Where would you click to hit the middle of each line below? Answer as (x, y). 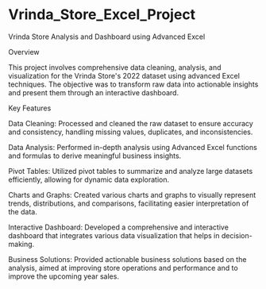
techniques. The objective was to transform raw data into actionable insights (133, 84)
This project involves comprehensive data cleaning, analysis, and (115, 67)
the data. (23, 211)
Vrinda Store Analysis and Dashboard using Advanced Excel (107, 37)
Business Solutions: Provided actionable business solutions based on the (127, 259)
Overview (24, 52)
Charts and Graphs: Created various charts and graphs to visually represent (132, 195)
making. (21, 244)
